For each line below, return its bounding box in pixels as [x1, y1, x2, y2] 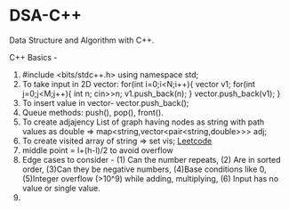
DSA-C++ [9, 5, 82, 26]
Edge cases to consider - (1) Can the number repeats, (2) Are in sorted [21, 154, 282, 165]
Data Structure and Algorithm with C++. [9, 35, 155, 45]
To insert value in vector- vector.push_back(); [21, 97, 189, 108]
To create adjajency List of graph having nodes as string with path [21, 117, 265, 127]
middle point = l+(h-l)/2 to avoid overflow [21, 144, 173, 156]
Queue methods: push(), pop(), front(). [21, 107, 165, 117]
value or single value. [21, 182, 100, 193]
